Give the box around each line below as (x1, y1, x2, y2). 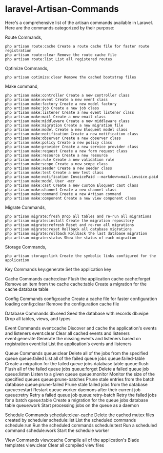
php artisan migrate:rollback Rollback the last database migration (5, 231, 147, 236)
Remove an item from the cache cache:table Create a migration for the (5, 281, 147, 287)
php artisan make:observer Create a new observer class (5, 136, 121, 141)
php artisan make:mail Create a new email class (5, 114, 106, 119)
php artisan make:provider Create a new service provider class (5, 144, 139, 149)
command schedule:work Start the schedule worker (5, 428, 110, 433)
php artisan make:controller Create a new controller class (5, 93, 130, 98)
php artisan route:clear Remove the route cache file (5, 52, 117, 57)
